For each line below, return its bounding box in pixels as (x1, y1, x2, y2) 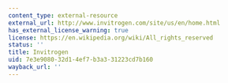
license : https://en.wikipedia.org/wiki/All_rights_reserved (8, 33, 214, 42)
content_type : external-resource (8, 11, 118, 20)
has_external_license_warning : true (8, 26, 129, 34)
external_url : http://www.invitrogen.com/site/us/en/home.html (8, 19, 221, 27)
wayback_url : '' (8, 63, 62, 71)
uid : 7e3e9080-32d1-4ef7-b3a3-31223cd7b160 (8, 56, 154, 64)
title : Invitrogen (8, 48, 69, 56)
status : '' (8, 41, 44, 49)
